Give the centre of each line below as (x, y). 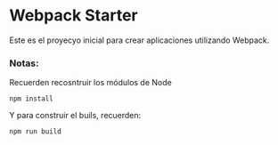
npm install (31, 99)
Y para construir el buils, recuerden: (75, 116)
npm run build (36, 132)
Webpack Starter (74, 16)
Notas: (24, 63)
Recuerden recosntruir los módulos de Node (90, 83)
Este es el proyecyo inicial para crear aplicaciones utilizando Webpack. (139, 40)
